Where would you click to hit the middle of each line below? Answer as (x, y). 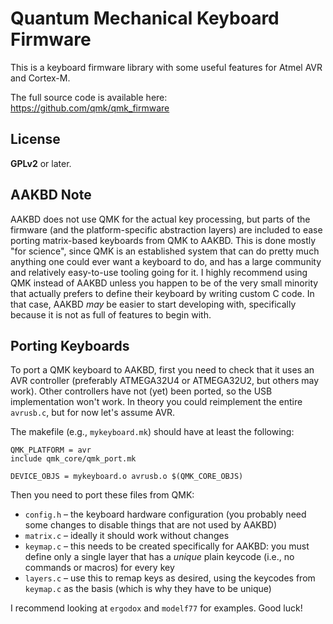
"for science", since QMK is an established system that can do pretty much (165, 251)
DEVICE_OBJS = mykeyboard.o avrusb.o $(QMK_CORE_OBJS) (127, 477)
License (35, 139)
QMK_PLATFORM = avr (51, 450)
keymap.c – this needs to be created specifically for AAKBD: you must (167, 546)
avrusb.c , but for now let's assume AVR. (93, 413)
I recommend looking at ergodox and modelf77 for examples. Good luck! (156, 608)
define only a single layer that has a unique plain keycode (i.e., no (159, 557)
